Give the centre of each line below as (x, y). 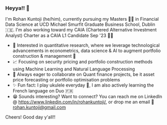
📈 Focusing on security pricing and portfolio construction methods (82, 62)
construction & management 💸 (44, 56)
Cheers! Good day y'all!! (30, 117)
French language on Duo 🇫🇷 (43, 91)
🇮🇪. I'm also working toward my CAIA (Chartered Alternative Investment (81, 30)
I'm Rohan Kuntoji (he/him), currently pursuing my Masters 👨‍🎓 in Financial (82, 19)
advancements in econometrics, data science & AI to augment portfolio (87, 51)
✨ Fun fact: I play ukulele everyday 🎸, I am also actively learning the (83, 85)
